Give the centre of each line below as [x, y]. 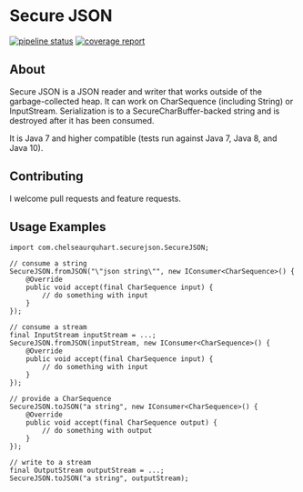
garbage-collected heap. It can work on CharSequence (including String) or [151, 101]
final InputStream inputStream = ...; [83, 336]
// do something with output [97, 431]
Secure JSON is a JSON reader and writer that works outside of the [136, 91]
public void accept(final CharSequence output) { [122, 423]
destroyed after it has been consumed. [82, 120]
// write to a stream [50, 463]
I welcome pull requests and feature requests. [96, 198]
